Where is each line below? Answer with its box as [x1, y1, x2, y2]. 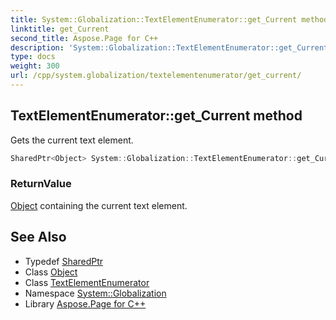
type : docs [10, 52, 56, 62]
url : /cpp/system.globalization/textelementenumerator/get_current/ [10, 71, 302, 81]
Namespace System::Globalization [24, 287, 167, 299]
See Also [10, 229, 67, 246]
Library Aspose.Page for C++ [24, 297, 147, 310]
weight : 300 [10, 61, 60, 71]
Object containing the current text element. [10, 199, 188, 211]
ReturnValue [10, 177, 72, 191]
